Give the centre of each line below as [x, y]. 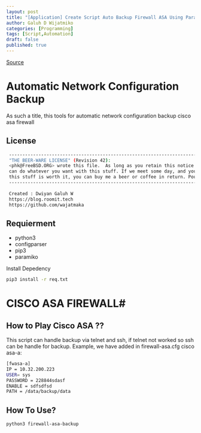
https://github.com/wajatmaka [46, 205]
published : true [26, 46]
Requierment [31, 223]
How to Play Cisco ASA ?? [55, 325]
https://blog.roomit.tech [41, 199]
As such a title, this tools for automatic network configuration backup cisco [99, 116]
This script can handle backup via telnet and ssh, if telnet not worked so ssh [100, 340]
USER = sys [19, 375]
